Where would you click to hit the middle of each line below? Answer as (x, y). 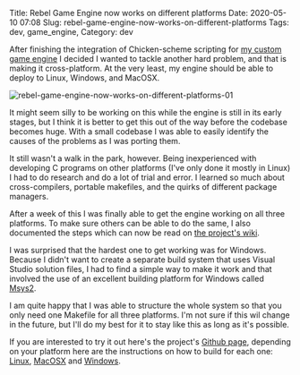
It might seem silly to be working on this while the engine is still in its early (146, 112)
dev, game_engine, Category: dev (72, 32)
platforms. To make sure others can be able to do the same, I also (130, 223)
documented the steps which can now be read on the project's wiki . (134, 233)
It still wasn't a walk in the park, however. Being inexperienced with (133, 158)
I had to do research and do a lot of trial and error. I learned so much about (147, 177)
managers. (29, 196)
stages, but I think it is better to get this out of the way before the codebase (149, 122)
